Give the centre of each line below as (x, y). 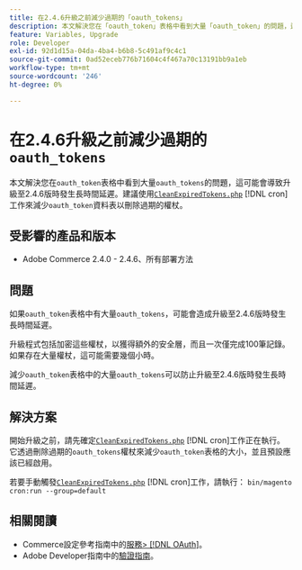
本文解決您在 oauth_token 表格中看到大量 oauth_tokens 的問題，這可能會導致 (146, 182)
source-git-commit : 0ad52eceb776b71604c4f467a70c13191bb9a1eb (128, 59)
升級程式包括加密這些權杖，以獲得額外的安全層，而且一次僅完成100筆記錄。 (150, 344)
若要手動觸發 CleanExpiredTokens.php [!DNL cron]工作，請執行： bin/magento (151, 482)
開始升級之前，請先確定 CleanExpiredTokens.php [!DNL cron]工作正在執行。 (147, 440)
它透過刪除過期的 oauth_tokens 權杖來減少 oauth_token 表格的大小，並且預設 (146, 452)
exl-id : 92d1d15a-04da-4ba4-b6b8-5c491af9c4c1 (98, 51)
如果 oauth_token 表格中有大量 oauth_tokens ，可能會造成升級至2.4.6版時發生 (148, 314)
